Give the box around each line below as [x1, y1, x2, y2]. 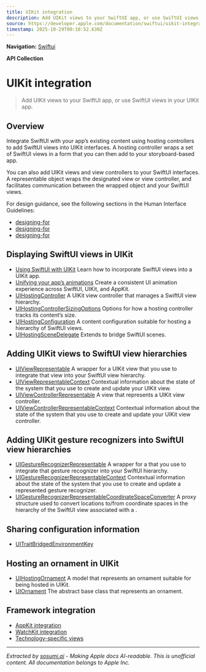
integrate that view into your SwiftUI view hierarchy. [15, 371, 146, 379]
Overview [6, 121, 45, 131]
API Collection [6, 55, 44, 62]
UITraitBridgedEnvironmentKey [15, 541, 94, 548]
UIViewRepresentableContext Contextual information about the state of [15, 378, 195, 385]
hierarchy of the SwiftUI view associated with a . [15, 506, 137, 514]
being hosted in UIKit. [15, 581, 71, 589]
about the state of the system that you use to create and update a [15, 480, 181, 488]
